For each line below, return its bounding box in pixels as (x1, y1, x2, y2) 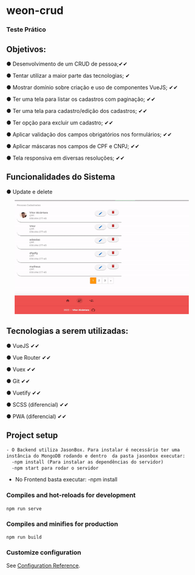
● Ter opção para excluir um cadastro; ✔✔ (6, 119, 114, 126)
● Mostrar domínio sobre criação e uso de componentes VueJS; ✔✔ (6, 83, 178, 91)
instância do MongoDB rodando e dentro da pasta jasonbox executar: (6, 453, 186, 459)
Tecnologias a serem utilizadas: (6, 326, 129, 336)
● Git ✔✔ (6, 377, 30, 384)
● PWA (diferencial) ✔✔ (6, 412, 67, 420)
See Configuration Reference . (6, 562, 81, 570)
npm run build (6, 534, 42, 540)
